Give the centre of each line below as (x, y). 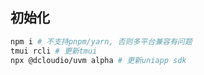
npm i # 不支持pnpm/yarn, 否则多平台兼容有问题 (101, 41)
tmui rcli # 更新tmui (54, 51)
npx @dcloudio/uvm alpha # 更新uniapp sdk (98, 60)
